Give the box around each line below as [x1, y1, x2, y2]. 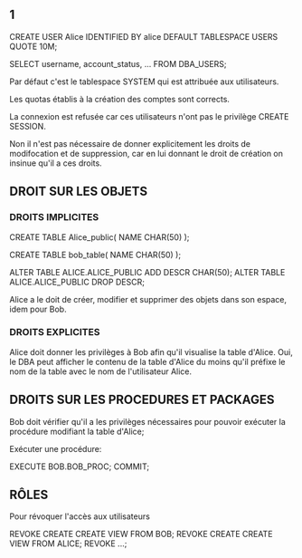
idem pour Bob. [9, 303, 67, 314]
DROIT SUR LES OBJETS [9, 184, 148, 199]
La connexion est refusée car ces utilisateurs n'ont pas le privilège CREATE [9, 111, 289, 121]
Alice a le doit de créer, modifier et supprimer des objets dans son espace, [9, 293, 288, 304]
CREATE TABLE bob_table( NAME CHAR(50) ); [9, 249, 182, 260]
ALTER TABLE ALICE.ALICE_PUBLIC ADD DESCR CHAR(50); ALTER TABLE [9, 266, 286, 277]
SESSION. [9, 120, 47, 131]
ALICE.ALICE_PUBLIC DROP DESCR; [9, 276, 145, 287]
